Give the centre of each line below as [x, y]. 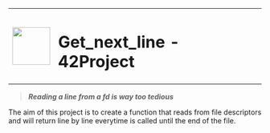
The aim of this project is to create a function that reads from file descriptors [135, 112]
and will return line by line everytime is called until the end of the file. [122, 121]
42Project [96, 61]
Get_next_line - [119, 42]
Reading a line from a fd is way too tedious [101, 97]
